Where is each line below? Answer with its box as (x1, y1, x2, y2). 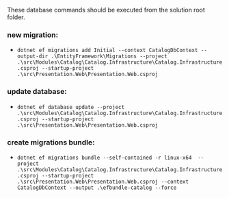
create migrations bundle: (7, 137, 95, 147)
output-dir (16, 53, 49, 60)
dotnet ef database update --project (16, 103, 125, 110)
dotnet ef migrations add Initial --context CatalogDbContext (16, 47, 198, 54)
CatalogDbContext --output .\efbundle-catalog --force (16, 184, 177, 191)
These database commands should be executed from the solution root (7, 6, 205, 14)
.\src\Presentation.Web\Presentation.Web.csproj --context (16, 178, 189, 185)
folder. (7, 13, 25, 21)
